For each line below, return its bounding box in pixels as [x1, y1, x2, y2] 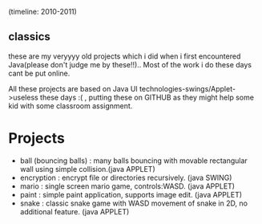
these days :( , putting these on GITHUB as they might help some [39, 92, 255, 102]
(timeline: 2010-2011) [8, 7, 78, 16]
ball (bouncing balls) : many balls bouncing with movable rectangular [19, 156, 248, 165]
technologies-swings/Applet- [139, 83, 236, 93]
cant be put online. [8, 68, 71, 78]
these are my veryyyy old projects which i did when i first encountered [8, 51, 241, 61]
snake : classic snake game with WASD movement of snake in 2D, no [19, 198, 248, 208]
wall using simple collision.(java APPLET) [19, 164, 156, 173]
